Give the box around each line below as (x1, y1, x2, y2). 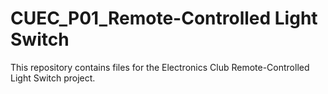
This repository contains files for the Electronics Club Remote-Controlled (10, 61, 310, 73)
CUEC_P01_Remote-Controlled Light (10, 7, 318, 30)
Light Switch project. (10, 72, 96, 84)
